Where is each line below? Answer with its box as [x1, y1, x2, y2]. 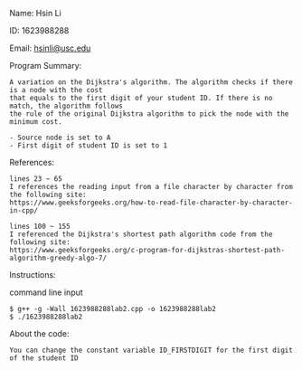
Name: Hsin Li [9, 8, 61, 18]
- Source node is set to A [9, 133, 111, 142]
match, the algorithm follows [9, 101, 124, 110]
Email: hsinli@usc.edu [9, 43, 91, 53]
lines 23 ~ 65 [9, 175, 63, 184]
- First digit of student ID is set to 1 [9, 141, 168, 150]
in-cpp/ [9, 206, 39, 215]
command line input [9, 287, 83, 298]
